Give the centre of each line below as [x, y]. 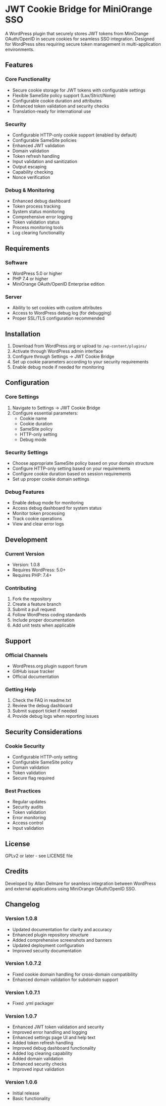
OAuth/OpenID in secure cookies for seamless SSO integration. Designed [80, 39]
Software [17, 262]
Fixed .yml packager [33, 1003]
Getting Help [21, 689]
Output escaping [29, 166]
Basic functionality [31, 1098]
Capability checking [33, 172]
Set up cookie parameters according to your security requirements [80, 362]
